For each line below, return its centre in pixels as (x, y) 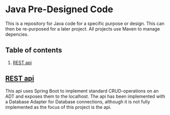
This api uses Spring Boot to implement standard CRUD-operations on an (82, 91)
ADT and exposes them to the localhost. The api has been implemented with (85, 96)
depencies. (17, 34)
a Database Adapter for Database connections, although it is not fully (78, 102)
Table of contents (34, 50)
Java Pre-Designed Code (59, 9)
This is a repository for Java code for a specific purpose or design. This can (85, 23)
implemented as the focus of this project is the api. (59, 107)
